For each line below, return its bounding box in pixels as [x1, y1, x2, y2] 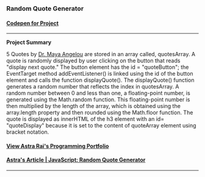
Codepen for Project [6, 20, 59, 27]
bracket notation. [6, 128, 49, 135]
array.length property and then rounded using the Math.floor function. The [6, 109, 193, 117]
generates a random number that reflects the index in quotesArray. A [6, 83, 179, 90]
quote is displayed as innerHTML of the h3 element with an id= [6, 115, 165, 123]
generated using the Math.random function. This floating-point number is [6, 96, 190, 103]
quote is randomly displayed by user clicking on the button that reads [6, 57, 181, 65]
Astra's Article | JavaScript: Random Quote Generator [6, 156, 146, 164]
